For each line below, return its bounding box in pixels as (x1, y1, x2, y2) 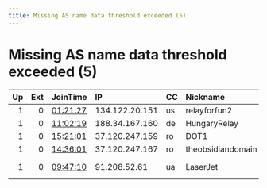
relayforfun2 (185, 105, 233, 116)
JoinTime (51, 91, 87, 102)
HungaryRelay (185, 117, 239, 129)
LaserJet (185, 161, 219, 172)
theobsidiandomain (185, 144, 257, 155)
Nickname (185, 91, 225, 102)
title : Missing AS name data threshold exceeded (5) (8, 11, 187, 20)
